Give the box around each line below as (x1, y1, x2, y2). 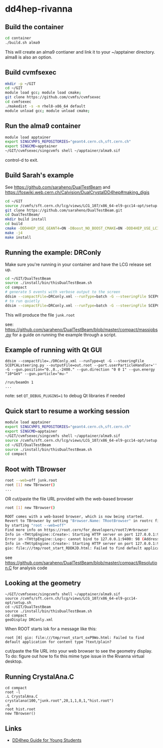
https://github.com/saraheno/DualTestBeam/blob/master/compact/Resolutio (5, 560, 158, 565)
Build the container (5, 23, 64, 31)
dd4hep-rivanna (5, 3, 73, 15)
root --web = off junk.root (5, 478, 57, 483)
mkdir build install (5, 217, 47, 222)
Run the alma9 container (5, 122, 81, 130)
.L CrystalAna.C (5, 694, 38, 699)
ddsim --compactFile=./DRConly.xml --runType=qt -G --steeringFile (5, 359, 145, 364)
